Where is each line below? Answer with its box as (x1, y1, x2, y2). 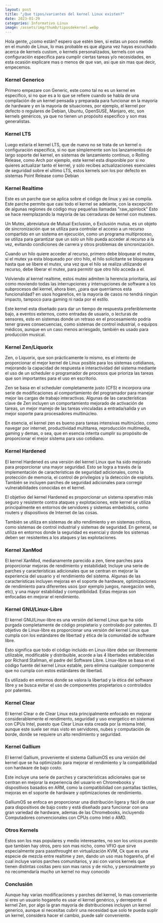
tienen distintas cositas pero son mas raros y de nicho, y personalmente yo (5, 864, 155, 870)
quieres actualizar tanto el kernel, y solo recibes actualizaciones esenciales (5, 162, 156, 168)
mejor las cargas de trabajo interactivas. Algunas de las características (5, 395, 147, 401)
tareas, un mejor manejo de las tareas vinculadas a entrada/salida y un (5, 405, 147, 411)
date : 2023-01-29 (5, 16, 40, 21)
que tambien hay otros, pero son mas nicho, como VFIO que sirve (5, 843, 136, 849)
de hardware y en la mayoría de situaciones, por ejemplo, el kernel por (5, 103, 146, 109)
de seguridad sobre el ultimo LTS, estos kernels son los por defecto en (5, 167, 147, 173)
